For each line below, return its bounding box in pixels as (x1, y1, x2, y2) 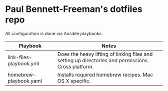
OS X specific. (57, 77, 91, 84)
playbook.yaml (7, 77, 42, 84)
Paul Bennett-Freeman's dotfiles (5, 3, 142, 15)
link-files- (7, 54, 32, 61)
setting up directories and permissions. (57, 57, 149, 64)
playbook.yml (7, 60, 39, 67)
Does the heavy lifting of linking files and (57, 51, 153, 58)
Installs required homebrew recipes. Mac (57, 71, 153, 78)
